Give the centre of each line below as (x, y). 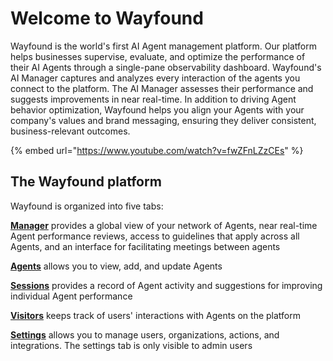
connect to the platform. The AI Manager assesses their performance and (162, 88)
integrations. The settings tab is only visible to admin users (131, 345)
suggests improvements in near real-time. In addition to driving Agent (153, 99)
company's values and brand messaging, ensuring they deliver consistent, (163, 120)
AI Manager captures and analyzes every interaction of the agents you (155, 78)
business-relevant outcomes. (70, 131)
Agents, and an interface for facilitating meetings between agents (145, 246)
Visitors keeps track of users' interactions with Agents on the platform (155, 315)
